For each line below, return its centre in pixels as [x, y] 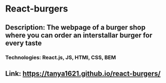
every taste [24, 43]
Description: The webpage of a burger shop [75, 27]
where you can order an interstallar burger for [79, 35]
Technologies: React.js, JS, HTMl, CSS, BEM [61, 57]
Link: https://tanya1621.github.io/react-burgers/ [83, 73]
